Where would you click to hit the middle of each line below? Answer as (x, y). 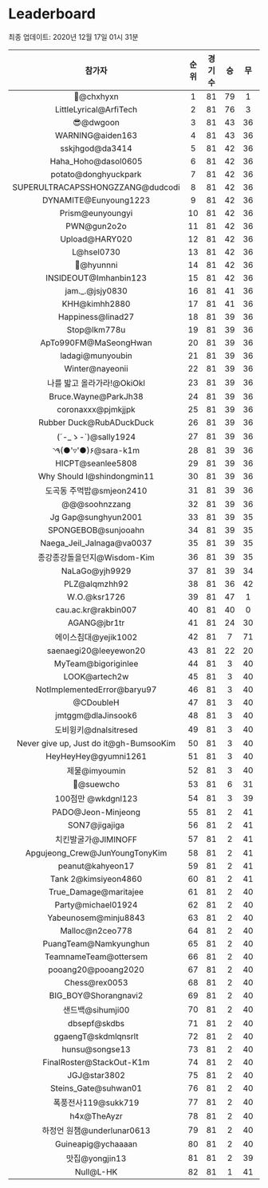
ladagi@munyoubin (96, 356)
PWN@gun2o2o (97, 226)
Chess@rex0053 (96, 982)
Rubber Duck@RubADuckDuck (96, 422)
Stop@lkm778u (96, 329)
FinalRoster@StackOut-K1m (96, 1062)
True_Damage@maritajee (97, 891)
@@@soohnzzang (96, 504)
